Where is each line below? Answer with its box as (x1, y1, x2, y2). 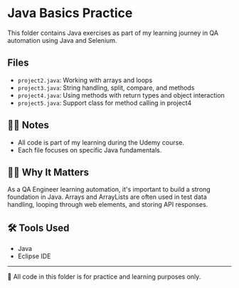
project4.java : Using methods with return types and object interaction (17, 91, 225, 99)
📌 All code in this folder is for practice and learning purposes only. (7, 272, 201, 281)
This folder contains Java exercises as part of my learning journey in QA (7, 29, 219, 37)
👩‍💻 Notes (7, 119, 50, 131)
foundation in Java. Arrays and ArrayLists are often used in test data (7, 192, 208, 201)
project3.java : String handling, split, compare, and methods (17, 83, 195, 92)
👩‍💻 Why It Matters (7, 166, 90, 178)
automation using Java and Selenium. (7, 36, 117, 44)
